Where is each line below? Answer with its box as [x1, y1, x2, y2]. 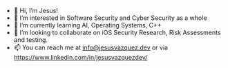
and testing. [13, 36, 48, 44]
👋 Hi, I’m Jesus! [13, 7, 59, 14]
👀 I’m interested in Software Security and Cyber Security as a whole [13, 14, 207, 22]
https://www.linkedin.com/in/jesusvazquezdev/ [13, 54, 148, 61]
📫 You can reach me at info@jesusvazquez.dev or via [13, 43, 168, 52]
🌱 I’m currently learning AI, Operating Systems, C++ [13, 21, 162, 29]
